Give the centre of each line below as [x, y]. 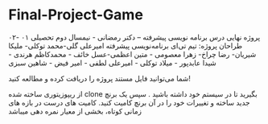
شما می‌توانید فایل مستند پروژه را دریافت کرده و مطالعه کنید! [100, 78]
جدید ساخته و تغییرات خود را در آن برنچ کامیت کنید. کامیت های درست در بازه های [130, 102]
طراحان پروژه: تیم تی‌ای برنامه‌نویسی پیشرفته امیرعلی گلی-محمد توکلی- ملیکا [126, 45]
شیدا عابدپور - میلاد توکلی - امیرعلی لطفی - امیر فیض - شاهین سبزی [113, 63]
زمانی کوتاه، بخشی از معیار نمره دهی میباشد [75, 111]
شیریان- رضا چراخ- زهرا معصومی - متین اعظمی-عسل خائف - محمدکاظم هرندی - [132, 54]
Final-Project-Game [76, 15]
